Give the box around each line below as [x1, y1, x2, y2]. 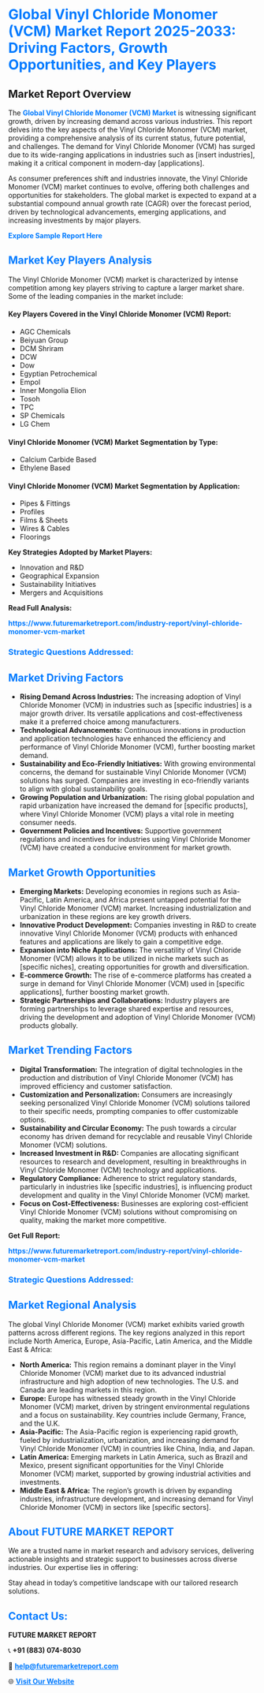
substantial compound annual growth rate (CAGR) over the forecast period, [8, 199, 252, 208]
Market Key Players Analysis [8, 254, 152, 267]
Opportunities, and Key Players [8, 56, 217, 74]
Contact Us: [8, 1609, 69, 1623]
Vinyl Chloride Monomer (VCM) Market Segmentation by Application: [8, 481, 240, 491]
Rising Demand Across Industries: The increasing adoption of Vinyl [19, 692, 242, 701]
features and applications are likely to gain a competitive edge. [19, 936, 224, 946]
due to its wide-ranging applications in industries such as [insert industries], [8, 150, 255, 159]
